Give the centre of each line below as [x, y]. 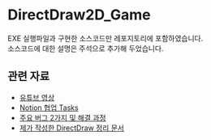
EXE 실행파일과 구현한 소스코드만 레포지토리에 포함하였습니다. [105, 38]
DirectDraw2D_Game [79, 15]
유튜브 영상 [37, 97]
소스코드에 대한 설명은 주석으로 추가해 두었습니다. [86, 48]
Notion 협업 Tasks [49, 108]
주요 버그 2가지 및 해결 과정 [62, 117]
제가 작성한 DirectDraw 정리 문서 [72, 128]
